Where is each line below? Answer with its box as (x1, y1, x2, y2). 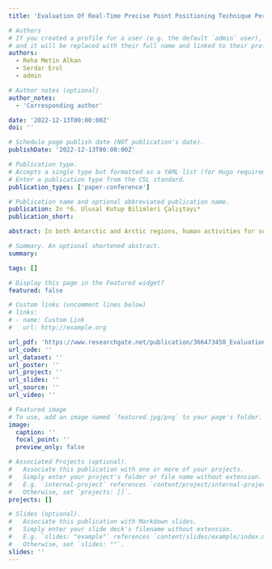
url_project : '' (8, 368, 63, 377)
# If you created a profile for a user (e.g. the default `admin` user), (8, 34, 263, 42)
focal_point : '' (15, 435, 70, 444)
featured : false (8, 286, 63, 294)
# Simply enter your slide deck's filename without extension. (8, 525, 233, 533)
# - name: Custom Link (8, 316, 85, 324)
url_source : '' (8, 383, 60, 391)
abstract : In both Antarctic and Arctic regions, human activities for (8, 228, 255, 236)
